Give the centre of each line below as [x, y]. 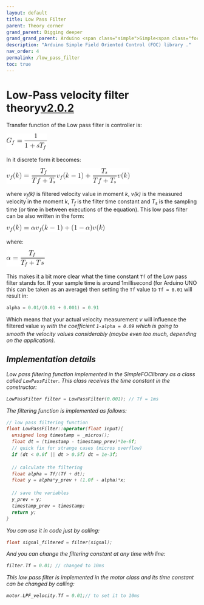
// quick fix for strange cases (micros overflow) [77, 448]
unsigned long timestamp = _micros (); [61, 435]
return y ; [24, 512]
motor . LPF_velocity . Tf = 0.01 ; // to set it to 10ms [73, 596]
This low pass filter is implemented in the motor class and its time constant [100, 578]
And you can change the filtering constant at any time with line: [86, 554]
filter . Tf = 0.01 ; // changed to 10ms [55, 566]
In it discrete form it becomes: [44, 159]
